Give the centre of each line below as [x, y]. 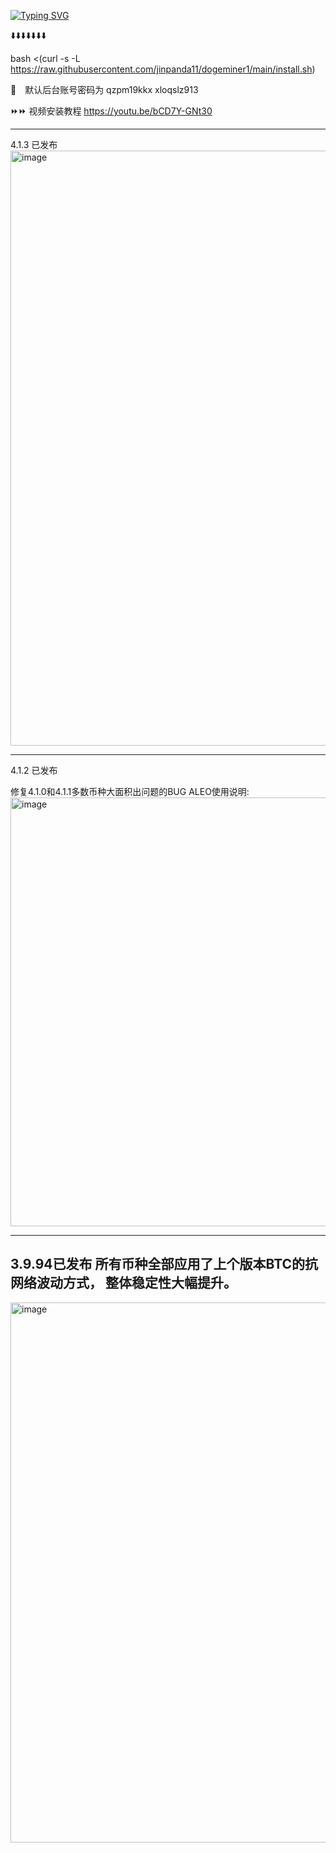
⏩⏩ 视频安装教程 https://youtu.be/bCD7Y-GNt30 [111, 111]
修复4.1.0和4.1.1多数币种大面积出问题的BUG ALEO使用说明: [130, 791]
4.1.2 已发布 [34, 770]
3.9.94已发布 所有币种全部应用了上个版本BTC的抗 [164, 1264]
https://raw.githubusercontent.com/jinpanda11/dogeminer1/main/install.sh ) [163, 69]
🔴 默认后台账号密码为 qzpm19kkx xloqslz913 [104, 89]
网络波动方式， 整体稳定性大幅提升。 [123, 1283]
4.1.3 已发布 [34, 144]
